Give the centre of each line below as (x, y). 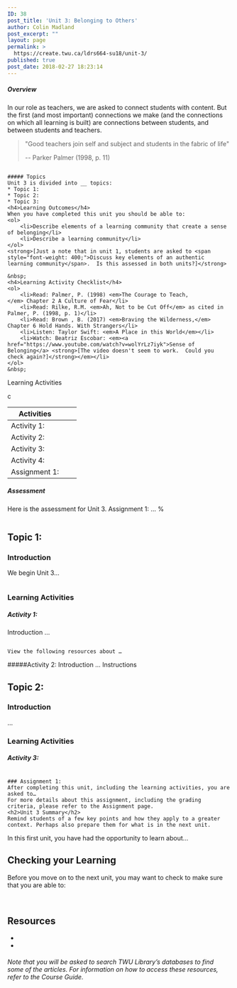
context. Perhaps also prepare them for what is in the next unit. (109, 825)
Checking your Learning (62, 861)
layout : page (27, 40)
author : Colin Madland (41, 27)
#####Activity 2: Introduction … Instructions (72, 665)
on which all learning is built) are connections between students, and (108, 122)
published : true (31, 60)
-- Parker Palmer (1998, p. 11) (67, 158)
